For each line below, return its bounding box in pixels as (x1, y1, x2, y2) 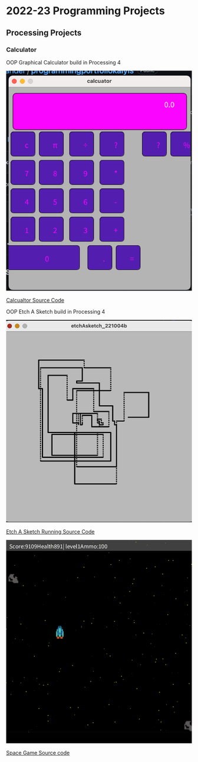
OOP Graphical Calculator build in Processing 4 (6, 59, 121, 66)
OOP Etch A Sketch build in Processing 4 (6, 308, 105, 315)
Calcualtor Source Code (6, 297, 65, 304)
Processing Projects (6, 28, 82, 38)
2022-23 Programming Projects (6, 4, 165, 18)
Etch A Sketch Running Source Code (6, 528, 95, 535)
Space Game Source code (6, 750, 70, 757)
